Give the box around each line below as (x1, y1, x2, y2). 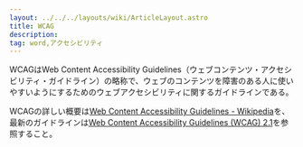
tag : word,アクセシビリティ (9, 38, 104, 48)
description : (9, 30, 59, 39)
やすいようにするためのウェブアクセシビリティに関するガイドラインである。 (9, 87, 294, 97)
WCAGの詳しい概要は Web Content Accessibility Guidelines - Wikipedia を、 (9, 106, 290, 117)
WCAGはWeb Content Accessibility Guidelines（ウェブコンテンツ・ (9, 64, 261, 75)
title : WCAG (9, 22, 54, 31)
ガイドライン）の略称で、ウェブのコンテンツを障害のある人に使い (48, 76, 294, 87)
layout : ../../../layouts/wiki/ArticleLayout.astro (9, 13, 208, 23)
